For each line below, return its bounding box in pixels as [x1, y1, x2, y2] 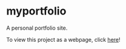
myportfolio [6, 4, 67, 18]
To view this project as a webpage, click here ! [6, 36, 121, 43]
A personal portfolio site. [6, 24, 68, 31]
